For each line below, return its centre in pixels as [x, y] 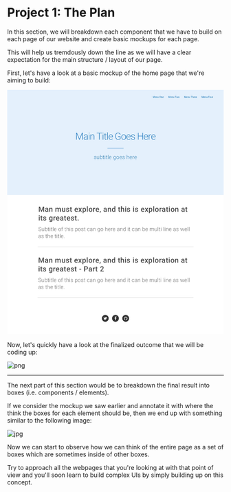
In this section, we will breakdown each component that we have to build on [114, 32]
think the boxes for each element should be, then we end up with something [115, 413]
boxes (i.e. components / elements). [58, 392]
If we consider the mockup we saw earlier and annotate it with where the [110, 405]
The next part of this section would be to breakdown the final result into [108, 385]
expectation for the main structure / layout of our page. [85, 59]
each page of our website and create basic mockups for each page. [103, 38]
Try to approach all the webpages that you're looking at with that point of [110, 467]
